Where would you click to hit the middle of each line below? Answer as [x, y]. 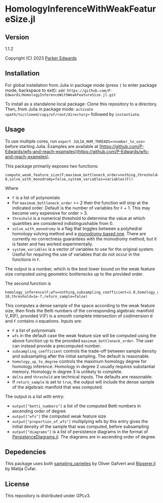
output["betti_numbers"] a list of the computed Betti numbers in [76, 406]
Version [17, 37]
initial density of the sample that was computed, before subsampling [81, 426]
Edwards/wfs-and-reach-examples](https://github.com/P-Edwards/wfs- [77, 151]
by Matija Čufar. [21, 469]
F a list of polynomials [34, 330]
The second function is [28, 283]
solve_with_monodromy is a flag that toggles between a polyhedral [77, 228]
